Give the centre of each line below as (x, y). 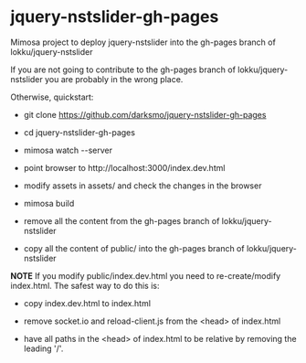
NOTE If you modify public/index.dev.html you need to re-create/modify (146, 275)
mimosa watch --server (68, 150)
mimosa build (49, 203)
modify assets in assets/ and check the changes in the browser (142, 186)
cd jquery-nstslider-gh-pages (79, 132)
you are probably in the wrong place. (114, 79)
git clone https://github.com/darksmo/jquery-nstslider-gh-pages (145, 114)
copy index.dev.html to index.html (87, 303)
